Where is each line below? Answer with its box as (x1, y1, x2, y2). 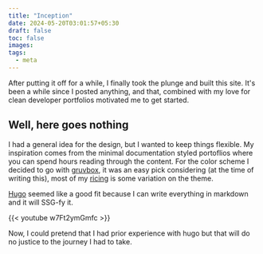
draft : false (8, 26, 52, 34)
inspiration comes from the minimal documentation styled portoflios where (8, 148, 253, 157)
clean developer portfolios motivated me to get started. (8, 95, 190, 105)
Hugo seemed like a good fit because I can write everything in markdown (8, 189, 249, 198)
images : (8, 42, 34, 50)
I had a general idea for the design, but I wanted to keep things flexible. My (8, 139, 254, 149)
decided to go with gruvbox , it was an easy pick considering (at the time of (8, 165, 254, 174)
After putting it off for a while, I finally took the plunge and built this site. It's (8, 77, 256, 88)
